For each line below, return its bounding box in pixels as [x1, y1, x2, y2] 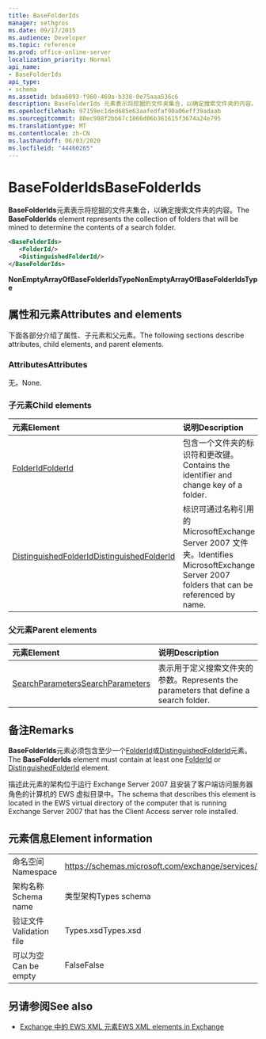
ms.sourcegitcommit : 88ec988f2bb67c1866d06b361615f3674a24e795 [8, 115, 222, 123]
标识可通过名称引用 [182, 504, 255, 515]
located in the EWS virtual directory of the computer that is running [8, 798, 227, 808]
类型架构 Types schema [64, 891, 151, 902]
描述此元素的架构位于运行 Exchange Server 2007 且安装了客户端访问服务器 [8, 779, 253, 789]
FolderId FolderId [12, 462, 74, 474]
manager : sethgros [8, 19, 69, 27]
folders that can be [182, 580, 253, 591]
